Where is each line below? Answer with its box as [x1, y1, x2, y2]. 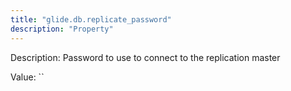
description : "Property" [10, 24, 114, 34]
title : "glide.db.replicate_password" [10, 14, 172, 25]
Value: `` [10, 71, 45, 83]
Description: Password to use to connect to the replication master [10, 51, 281, 63]
